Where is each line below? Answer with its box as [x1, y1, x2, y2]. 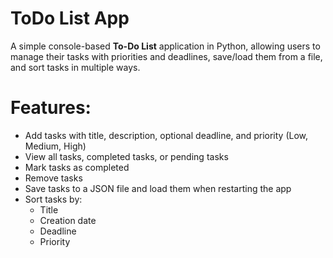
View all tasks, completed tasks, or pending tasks [24, 150, 229, 162]
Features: [10, 97, 92, 119]
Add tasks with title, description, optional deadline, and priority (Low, [24, 129, 309, 141]
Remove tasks [24, 172, 83, 184]
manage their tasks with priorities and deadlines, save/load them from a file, [10, 50, 323, 62]
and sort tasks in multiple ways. [10, 61, 141, 73]
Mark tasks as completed [24, 161, 130, 173]
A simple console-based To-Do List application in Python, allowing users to [10, 40, 321, 52]
